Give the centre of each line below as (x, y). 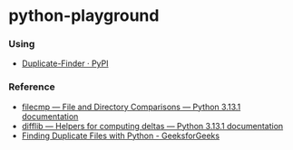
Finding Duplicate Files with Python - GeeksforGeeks (120, 136)
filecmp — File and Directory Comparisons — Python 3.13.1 (131, 107)
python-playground (84, 16)
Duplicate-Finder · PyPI (65, 63)
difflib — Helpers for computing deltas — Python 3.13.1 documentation (152, 126)
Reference (32, 87)
